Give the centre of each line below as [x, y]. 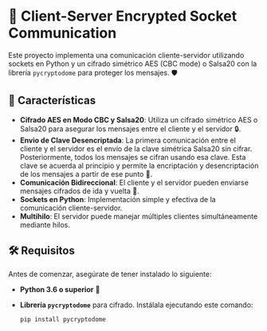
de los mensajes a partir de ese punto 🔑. [86, 173]
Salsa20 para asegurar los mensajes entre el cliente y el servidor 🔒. [130, 129]
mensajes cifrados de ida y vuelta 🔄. [79, 191]
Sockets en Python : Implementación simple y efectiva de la [118, 199]
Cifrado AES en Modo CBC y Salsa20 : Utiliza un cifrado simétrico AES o [139, 119]
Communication [63, 33]
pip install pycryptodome [63, 319]
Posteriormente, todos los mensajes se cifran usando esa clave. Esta [133, 157]
